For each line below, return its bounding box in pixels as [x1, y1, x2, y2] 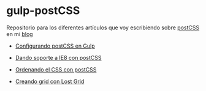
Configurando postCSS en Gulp [15, 42, 95, 49]
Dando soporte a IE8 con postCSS [15, 54, 102, 61]
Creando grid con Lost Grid [15, 78, 85, 85]
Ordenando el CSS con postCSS [15, 65, 97, 73]
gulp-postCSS [6, 4, 80, 18]
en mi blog [6, 30, 33, 37]
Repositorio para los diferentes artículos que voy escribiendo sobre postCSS [6, 24, 200, 31]
